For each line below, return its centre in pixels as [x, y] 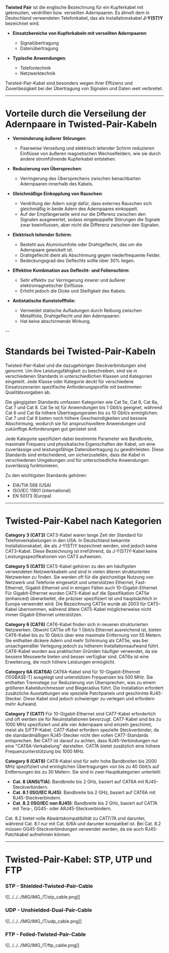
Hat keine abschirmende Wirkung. [55, 321]
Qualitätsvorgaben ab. [28, 392]
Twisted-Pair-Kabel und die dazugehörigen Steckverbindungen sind [76, 365]
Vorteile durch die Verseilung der [76, 114]
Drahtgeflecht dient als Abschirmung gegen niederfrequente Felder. [90, 255]
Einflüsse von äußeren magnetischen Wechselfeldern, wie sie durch [90, 153]
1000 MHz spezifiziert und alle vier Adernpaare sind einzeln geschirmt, [79, 724]
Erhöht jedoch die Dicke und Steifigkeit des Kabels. [73, 291]
